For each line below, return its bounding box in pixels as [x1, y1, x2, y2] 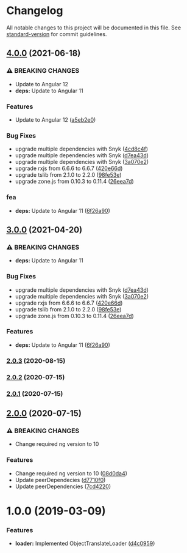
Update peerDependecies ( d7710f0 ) [15, 476, 106, 483]
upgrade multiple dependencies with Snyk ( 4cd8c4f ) [15, 145, 148, 153]
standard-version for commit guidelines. [6, 30, 107, 37]
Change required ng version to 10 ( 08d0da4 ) [15, 469, 128, 477]
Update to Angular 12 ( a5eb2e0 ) [15, 116, 96, 123]
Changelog [6, 4, 63, 18]
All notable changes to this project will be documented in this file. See [6, 24, 182, 31]
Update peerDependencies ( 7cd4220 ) [15, 483, 111, 490]
